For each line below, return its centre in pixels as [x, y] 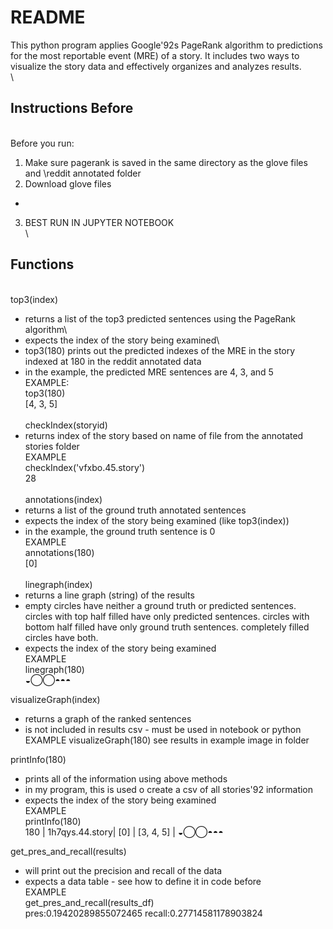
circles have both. [61, 637]
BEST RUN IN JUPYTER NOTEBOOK [99, 222]
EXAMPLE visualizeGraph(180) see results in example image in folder [167, 740]
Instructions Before [72, 108]
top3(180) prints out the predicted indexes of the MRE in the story [160, 350]
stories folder [52, 446]
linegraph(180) [54, 669]
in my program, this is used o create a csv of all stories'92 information [169, 789]
